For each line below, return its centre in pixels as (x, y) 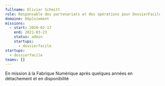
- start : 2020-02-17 (30, 28)
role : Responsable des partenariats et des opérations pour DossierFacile (83, 14)
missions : (15, 23)
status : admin (28, 37)
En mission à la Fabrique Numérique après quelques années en (69, 73)
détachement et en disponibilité (37, 79)
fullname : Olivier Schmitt (33, 10)
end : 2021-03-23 (31, 32)
